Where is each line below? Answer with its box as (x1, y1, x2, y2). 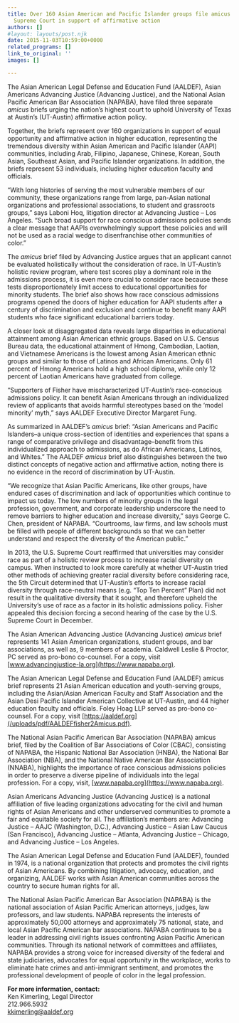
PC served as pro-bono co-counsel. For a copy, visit (7, 652, 161, 661)
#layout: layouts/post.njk (7, 30, 87, 38)
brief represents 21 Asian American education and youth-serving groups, (7, 681, 222, 690)
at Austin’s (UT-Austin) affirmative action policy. (7, 112, 147, 121)
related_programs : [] (7, 43, 72, 51)
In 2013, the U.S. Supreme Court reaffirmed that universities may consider (7, 548, 224, 556)
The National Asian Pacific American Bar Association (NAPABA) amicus (7, 733, 216, 741)
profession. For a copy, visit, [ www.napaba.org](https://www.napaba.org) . (7, 778, 224, 787)
